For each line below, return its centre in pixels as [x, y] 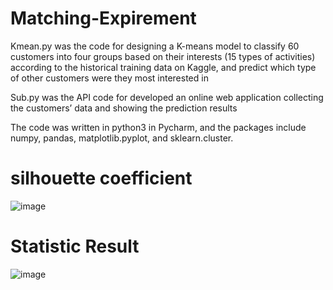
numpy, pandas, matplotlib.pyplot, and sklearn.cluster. [122, 138]
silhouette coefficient [101, 178]
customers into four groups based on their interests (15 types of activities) [163, 56]
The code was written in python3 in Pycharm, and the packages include [158, 127]
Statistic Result [75, 246]
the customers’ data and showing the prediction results [124, 108]
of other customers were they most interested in [109, 78]
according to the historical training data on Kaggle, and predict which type [163, 67]
